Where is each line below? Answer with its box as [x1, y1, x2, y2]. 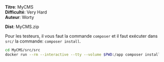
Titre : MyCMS [5, 4, 34, 10]
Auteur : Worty [5, 15, 34, 20]
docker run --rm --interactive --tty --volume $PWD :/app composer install [5, 52, 161, 57]
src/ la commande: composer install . [5, 38, 82, 44]
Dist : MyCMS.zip [5, 24, 40, 30]
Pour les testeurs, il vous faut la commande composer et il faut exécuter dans [5, 33, 158, 39]
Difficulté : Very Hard [5, 9, 47, 15]
